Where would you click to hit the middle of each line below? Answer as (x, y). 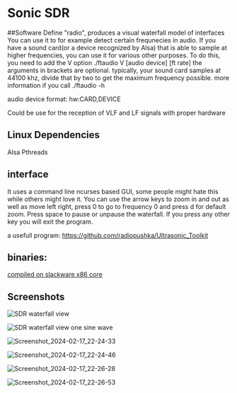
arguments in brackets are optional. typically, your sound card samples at (114, 70)
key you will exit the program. (50, 222)
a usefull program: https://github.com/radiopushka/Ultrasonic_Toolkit (108, 235)
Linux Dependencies (54, 135)
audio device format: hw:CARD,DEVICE (64, 99)
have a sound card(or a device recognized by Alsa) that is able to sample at (117, 47)
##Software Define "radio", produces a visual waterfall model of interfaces (116, 33)
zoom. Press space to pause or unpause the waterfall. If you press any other (119, 214)
